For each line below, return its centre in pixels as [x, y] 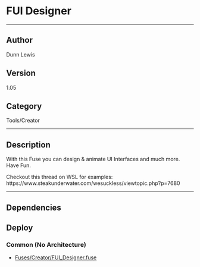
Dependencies [34, 207]
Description [28, 145]
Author [19, 40]
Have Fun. [19, 165]
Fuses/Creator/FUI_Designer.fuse [56, 257]
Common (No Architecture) [46, 244]
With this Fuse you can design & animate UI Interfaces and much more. [93, 159]
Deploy [20, 227]
